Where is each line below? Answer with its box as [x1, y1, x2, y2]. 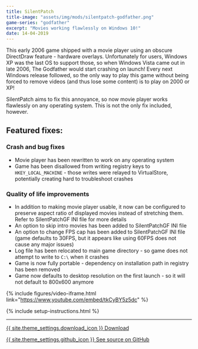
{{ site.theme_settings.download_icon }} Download [6, 325, 130, 332]
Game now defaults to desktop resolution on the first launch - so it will [14, 272, 186, 279]
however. [6, 108, 28, 116]
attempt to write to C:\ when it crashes [14, 253, 109, 261]
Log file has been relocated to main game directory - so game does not [14, 247, 188, 254]
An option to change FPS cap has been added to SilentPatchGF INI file [14, 228, 186, 236]
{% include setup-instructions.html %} [6, 308, 100, 315]
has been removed [14, 266, 61, 273]
